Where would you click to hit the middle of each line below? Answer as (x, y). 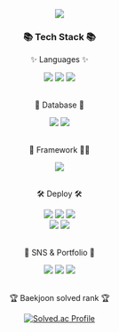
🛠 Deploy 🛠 (59, 194)
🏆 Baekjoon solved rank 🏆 (59, 298)
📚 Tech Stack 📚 (59, 36)
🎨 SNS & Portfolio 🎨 (59, 253)
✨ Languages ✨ (59, 59)
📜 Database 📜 (59, 105)
